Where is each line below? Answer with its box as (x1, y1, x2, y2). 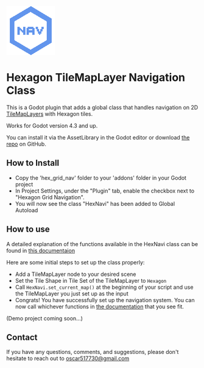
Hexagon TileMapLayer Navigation (6, 71, 186, 85)
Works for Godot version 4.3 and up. (6, 122, 98, 129)
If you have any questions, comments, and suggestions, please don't (6, 349, 179, 356)
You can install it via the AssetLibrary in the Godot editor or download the (6, 133, 190, 141)
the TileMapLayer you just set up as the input (15, 289, 129, 297)
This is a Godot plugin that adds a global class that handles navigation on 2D (6, 104, 199, 111)
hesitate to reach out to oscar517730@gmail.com (6, 355, 130, 362)
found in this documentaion (6, 247, 75, 254)
